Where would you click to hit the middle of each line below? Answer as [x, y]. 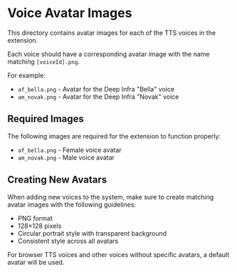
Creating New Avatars [57, 180]
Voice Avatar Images [70, 13]
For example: [27, 75]
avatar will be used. [36, 262]
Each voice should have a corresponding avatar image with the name [109, 54]
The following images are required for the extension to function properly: [114, 136]
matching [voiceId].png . [44, 61]
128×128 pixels [39, 226]
